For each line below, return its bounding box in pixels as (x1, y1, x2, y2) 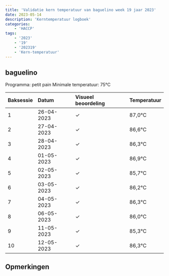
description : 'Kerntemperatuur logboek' (5, 17, 92, 22)
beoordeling (75, 100, 105, 107)
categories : (5, 21, 30, 27)
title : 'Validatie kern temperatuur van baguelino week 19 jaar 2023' (5, 7, 156, 13)
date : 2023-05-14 (5, 12, 42, 17)
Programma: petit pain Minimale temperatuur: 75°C (5, 82, 111, 88)
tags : (5, 31, 17, 36)
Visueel (75, 94, 94, 101)
